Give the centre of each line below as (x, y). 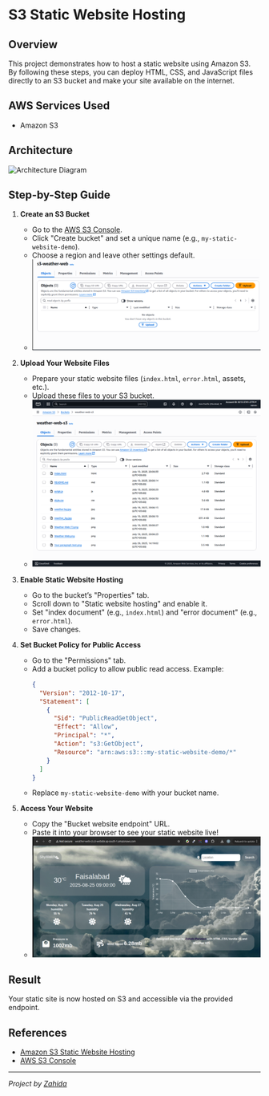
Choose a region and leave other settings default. (113, 255)
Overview (33, 45)
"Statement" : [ (64, 701)
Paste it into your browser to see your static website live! (125, 833)
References (38, 1033)
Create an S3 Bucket (54, 214)
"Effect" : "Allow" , (86, 727)
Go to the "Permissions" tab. (79, 660)
